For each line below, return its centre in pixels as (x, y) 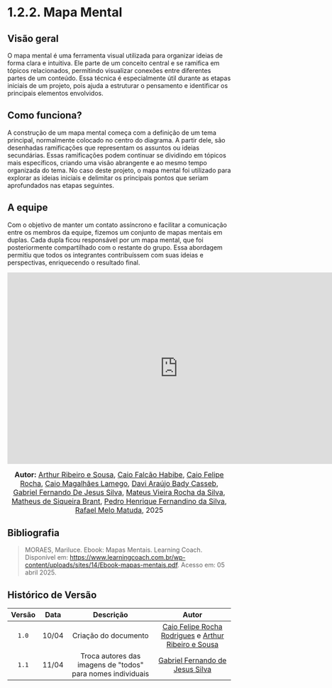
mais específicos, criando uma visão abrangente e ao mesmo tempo (107, 162)
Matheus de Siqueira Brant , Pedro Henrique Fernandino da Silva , (119, 501)
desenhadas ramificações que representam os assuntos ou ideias (104, 148)
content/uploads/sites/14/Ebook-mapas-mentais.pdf (101, 565)
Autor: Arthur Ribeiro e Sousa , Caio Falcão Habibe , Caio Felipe (119, 475)
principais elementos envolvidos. (56, 93)
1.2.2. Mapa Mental (65, 12)
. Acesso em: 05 (201, 565)
